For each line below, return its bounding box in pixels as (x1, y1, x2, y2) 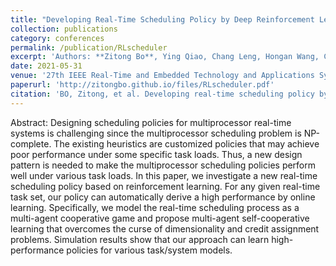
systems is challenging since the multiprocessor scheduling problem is (10, 127, 302, 139)
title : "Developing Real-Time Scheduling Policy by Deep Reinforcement (10, 14, 315, 25)
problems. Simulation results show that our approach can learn (10, 233, 270, 245)
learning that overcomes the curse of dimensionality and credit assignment (10, 222, 320, 235)
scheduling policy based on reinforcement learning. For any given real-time (10, 180, 321, 192)
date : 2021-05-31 (10, 61, 83, 71)
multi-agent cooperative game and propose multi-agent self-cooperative (10, 212, 310, 224)
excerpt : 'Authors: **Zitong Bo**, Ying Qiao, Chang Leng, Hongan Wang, (10, 52, 320, 62)
